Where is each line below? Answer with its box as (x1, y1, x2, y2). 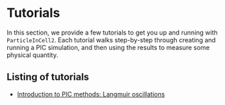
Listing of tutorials (6, 71, 89, 83)
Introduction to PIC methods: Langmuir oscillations (16, 89, 165, 98)
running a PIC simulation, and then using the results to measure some (6, 43, 210, 51)
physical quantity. (6, 51, 58, 59)
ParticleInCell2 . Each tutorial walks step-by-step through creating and (6, 35, 216, 44)
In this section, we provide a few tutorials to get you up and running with (6, 28, 218, 37)
